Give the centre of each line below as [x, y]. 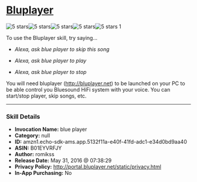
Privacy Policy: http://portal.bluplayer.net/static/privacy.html [88, 167]
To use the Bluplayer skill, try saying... [52, 38]
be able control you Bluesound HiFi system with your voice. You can [88, 89]
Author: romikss [34, 154]
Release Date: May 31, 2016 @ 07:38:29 [63, 161]
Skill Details [23, 116]
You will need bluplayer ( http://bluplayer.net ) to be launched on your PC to [96, 83]
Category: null [32, 136]
